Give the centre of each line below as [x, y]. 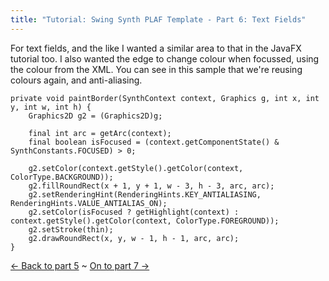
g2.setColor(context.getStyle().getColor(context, [136, 168]
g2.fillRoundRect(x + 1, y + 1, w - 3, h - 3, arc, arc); [151, 186]
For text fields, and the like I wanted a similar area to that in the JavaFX [156, 48]
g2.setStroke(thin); [71, 229]
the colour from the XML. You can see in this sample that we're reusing [156, 69]
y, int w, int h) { [51, 107]
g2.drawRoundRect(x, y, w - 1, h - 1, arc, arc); [134, 238]
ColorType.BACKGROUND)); [62, 177]
